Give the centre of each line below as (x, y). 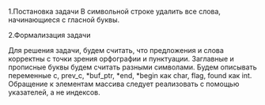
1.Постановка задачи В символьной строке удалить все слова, (115, 11)
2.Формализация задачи (49, 35)
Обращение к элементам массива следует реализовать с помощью (124, 84)
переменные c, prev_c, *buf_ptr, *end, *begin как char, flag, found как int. (130, 75)
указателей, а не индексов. (54, 92)
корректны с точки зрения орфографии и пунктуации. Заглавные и (121, 59)
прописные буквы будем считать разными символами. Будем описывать (132, 67)
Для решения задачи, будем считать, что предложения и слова (116, 50)
